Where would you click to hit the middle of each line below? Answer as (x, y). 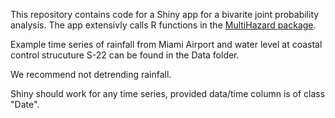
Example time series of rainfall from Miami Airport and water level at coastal (166, 44)
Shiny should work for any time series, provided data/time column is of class (168, 93)
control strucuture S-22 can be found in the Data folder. (125, 55)
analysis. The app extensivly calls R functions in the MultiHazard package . (163, 25)
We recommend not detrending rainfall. (91, 74)
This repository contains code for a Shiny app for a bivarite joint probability (165, 14)
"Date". (25, 104)
